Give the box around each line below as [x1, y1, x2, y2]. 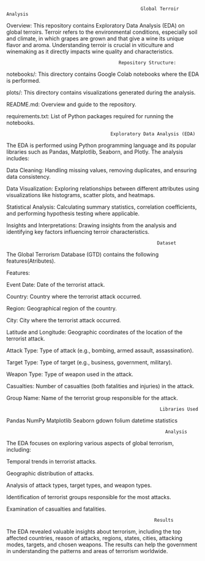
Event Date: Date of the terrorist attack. [6, 281, 105, 288]
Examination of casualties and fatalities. [6, 505, 106, 513]
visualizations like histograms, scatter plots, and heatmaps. [6, 192, 155, 198]
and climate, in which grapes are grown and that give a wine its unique [6, 35, 184, 42]
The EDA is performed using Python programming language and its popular [6, 141, 196, 149]
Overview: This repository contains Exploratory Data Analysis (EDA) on [6, 22, 185, 29]
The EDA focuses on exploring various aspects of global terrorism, [6, 440, 174, 446]
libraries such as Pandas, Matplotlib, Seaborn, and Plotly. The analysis [6, 148, 184, 156]
